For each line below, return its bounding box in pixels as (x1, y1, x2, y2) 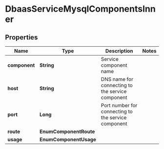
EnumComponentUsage (40, 136, 97, 143)
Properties (5, 33, 38, 41)
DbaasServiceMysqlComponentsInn (5, 3, 156, 15)
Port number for (101, 102, 138, 109)
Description (105, 48, 133, 54)
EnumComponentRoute (40, 128, 95, 135)
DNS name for (101, 76, 133, 82)
